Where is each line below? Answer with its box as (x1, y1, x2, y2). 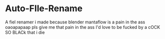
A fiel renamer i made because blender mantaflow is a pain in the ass (5, 19, 145, 25)
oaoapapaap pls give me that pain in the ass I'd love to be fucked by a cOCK (5, 24, 160, 30)
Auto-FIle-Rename (5, 3, 83, 14)
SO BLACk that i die (5, 29, 45, 35)
